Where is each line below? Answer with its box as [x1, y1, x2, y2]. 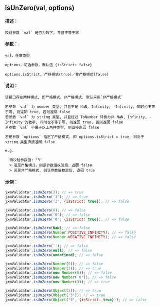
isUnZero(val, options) [5, 4, 74, 12]
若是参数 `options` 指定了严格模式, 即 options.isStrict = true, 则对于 [5, 134, 144, 139]
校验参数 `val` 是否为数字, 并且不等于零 [5, 30, 79, 35]
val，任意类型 [5, 53, 30, 58]
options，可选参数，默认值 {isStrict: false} [5, 62, 92, 67]
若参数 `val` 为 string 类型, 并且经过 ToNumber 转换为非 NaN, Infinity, [5, 115, 147, 119]
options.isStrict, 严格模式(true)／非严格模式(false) [5, 72, 109, 77]
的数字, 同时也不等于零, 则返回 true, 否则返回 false [24, 120, 124, 125]
